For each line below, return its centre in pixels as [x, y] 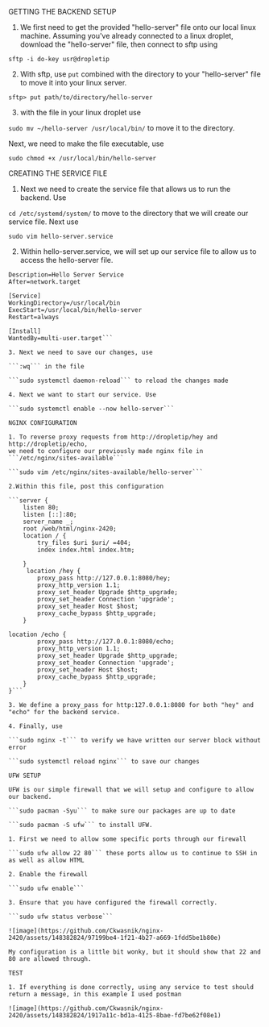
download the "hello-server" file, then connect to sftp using [119, 44]
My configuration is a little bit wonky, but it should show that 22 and [135, 952]
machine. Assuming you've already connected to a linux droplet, [126, 36]
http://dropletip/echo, [48, 444]
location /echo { [37, 634]
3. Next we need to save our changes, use [81, 352]
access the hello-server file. [66, 260]
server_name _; [48, 522]
